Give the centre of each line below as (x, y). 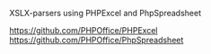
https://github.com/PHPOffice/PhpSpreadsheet (97, 40)
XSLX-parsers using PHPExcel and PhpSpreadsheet (105, 13)
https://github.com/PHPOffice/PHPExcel (84, 30)
